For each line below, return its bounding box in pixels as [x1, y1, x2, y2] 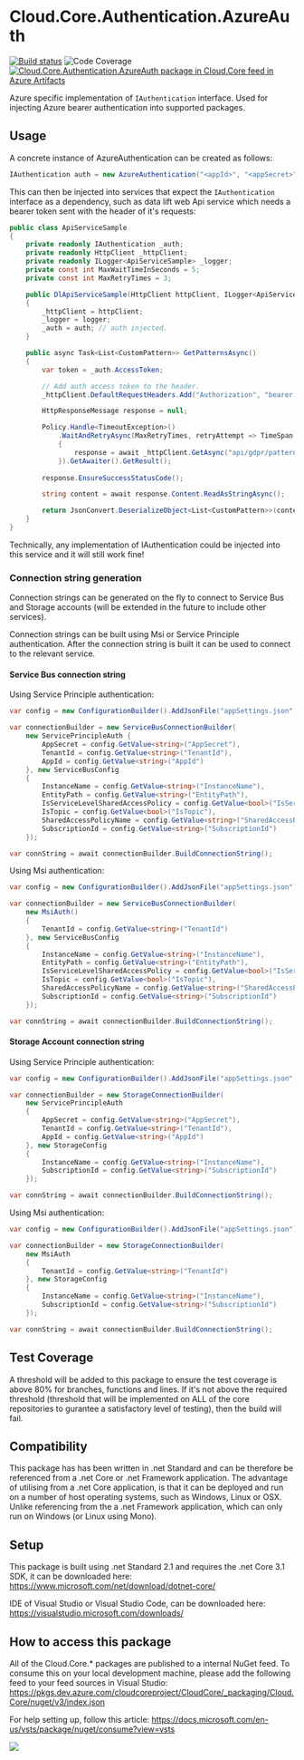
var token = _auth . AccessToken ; [42, 365, 165, 374]
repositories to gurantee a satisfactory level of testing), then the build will [9, 1403, 282, 1414]
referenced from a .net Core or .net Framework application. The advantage [9, 1473, 288, 1484]
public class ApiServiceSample [9, 223, 128, 232]
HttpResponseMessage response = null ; [42, 406, 188, 416]
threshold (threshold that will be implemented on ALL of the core [9, 1393, 251, 1404]
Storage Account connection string [9, 1036, 145, 1048]
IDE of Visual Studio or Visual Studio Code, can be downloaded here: [9, 1598, 266, 1610]
